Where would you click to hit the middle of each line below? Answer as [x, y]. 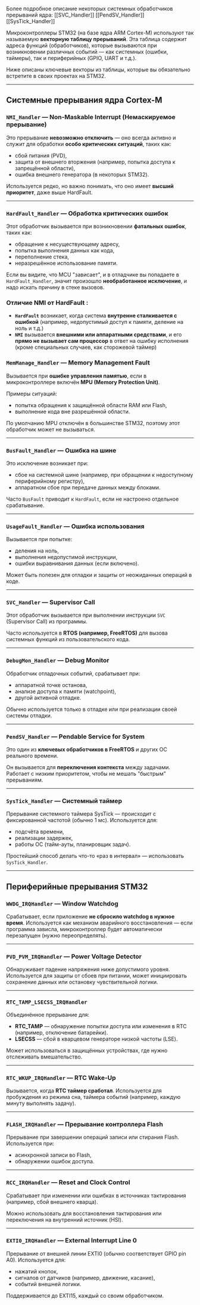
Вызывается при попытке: [39, 539]
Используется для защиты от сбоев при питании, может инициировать [97, 976]
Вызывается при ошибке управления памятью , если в [76, 376]
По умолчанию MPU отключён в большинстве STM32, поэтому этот [93, 423]
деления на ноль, [37, 551]
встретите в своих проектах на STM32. [56, 76]
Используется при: [30, 1144]
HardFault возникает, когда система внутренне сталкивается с [96, 316]
